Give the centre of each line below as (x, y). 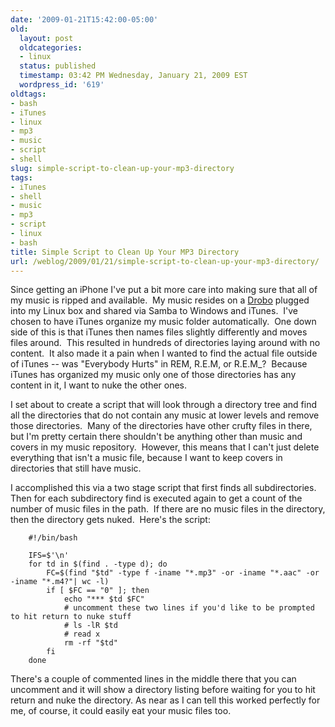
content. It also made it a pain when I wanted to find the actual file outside (164, 353)
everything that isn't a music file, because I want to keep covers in (146, 458)
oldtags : (28, 94)
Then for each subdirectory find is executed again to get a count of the (156, 498)
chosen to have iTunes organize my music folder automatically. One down (163, 322)
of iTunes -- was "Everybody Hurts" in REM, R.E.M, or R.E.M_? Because (159, 364)
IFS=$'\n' (49, 556)
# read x (82, 634)
